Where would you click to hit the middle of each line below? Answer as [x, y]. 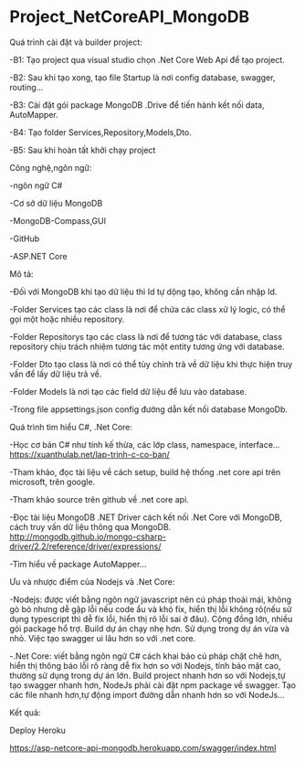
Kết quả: [25, 712]
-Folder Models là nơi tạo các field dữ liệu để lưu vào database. [128, 391]
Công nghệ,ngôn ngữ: [51, 167]
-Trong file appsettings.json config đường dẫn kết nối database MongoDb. [149, 409]
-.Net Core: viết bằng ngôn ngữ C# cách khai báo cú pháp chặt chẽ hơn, [146, 656]
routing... [26, 87]
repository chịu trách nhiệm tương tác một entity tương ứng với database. [147, 346]
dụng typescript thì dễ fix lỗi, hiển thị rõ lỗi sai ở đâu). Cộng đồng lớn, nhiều [151, 619]
